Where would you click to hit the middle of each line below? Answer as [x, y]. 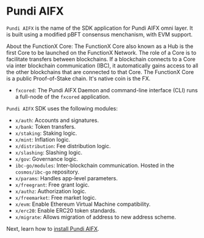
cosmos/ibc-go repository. [47, 172]
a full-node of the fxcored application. [63, 97]
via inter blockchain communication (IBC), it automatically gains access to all [102, 66]
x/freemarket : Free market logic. [56, 197]
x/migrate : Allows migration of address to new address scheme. [96, 217]
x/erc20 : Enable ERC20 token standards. [66, 210]
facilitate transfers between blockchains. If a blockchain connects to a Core [101, 59]
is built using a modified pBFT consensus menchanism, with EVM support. [100, 34]
